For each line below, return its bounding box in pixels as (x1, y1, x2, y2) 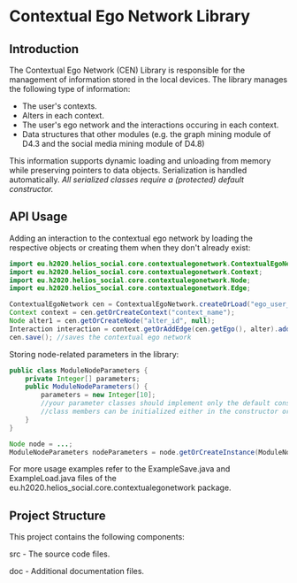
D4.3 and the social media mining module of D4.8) (21, 139, 205, 149)
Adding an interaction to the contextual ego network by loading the (9, 233, 254, 243)
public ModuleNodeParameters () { (25, 382, 148, 391)
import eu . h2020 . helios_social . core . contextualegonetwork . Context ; (9, 267, 263, 276)
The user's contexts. (21, 101, 97, 111)
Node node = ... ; (9, 440, 73, 449)
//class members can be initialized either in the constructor (41, 407, 278, 417)
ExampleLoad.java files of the (9, 473, 117, 484)
